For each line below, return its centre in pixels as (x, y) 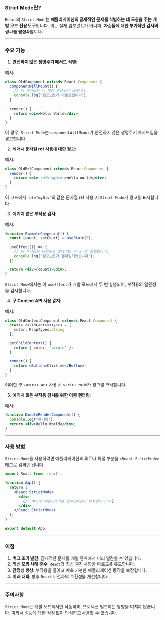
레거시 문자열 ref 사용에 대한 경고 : (44, 149)
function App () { (23, 483)
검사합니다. (21, 290)
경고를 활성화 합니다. (24, 32)
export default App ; (26, 529)
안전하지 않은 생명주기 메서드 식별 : (45, 62)
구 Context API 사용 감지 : (37, 300)
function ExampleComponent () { (37, 234)
